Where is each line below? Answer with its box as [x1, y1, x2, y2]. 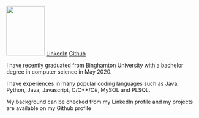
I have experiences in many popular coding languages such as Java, [6, 80, 179, 87]
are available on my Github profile [6, 105, 92, 112]
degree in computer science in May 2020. [6, 68, 112, 75]
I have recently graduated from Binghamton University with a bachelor [6, 61, 184, 69]
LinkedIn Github [45, 50, 86, 57]
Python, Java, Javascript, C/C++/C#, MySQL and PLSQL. [6, 86, 151, 94]
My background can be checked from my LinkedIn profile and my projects [6, 98, 193, 105]
